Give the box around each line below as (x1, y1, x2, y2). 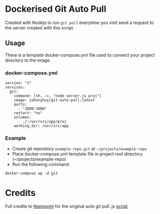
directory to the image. (5, 57, 51, 63)
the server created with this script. (5, 24, 74, 30)
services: (5, 85, 25, 90)
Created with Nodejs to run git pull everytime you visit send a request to (5, 20, 154, 25)
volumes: (14, 115, 32, 120)
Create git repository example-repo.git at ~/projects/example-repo (12, 146, 147, 152)
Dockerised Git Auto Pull (5, 3, 107, 15)
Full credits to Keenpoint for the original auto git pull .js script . (5, 203, 129, 209)
